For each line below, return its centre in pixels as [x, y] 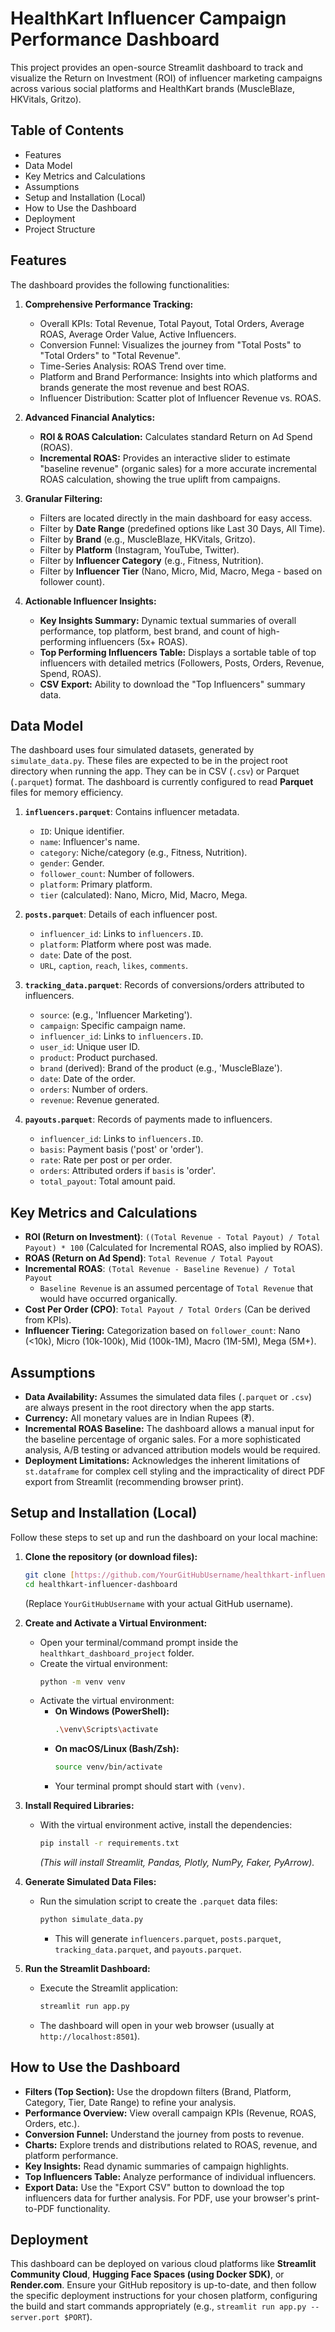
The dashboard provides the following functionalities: [120, 284]
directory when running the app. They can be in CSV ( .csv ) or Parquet [155, 771]
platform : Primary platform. [96, 884]
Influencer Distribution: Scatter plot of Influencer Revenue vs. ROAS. [180, 398]
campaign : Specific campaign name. [113, 1026]
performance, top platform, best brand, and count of [148, 631]
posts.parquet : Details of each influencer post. [121, 914]
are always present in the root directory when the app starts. [149, 1407]
